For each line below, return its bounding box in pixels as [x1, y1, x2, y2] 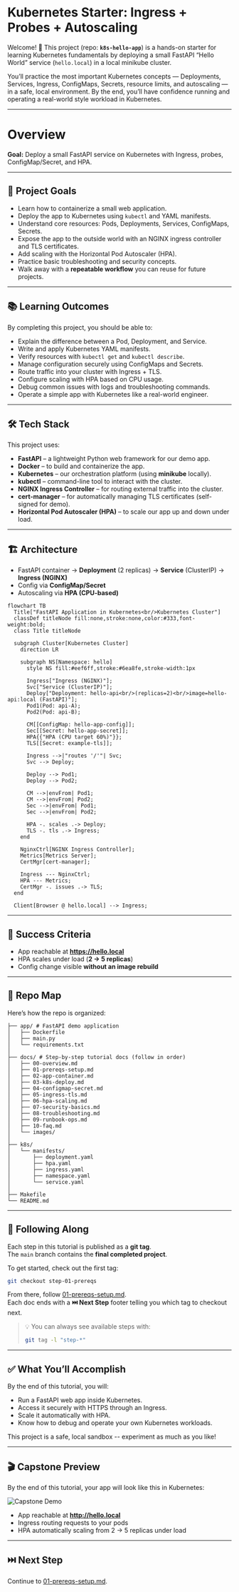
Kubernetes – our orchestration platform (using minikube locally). [17, 470, 212, 478]
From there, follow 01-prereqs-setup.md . [7, 1290, 127, 1299]
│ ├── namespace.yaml [7, 1172, 91, 1180]
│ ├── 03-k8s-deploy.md [7, 1078, 84, 1085]
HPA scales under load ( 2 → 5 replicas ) [17, 954, 134, 963]
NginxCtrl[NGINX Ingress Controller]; [20, 846, 135, 853]
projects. [17, 272, 44, 280]
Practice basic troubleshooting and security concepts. [17, 257, 177, 265]
